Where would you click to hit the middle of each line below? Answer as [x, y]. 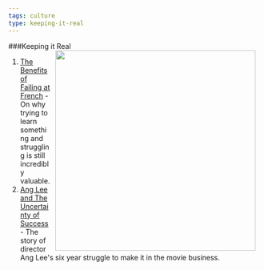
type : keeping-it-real [46, 23]
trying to [34, 112]
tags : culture [32, 16]
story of [33, 240]
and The [34, 198]
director [33, 248]
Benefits [34, 70]
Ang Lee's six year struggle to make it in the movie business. [120, 257]
